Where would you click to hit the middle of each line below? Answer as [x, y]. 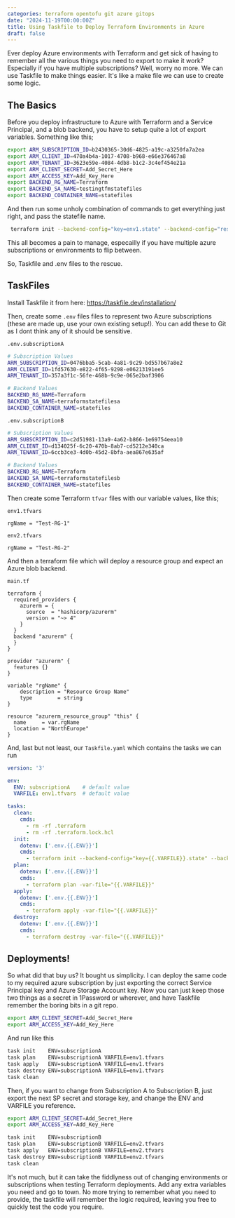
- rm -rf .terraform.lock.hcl [70, 832]
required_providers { [45, 600]
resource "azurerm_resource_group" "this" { [73, 716]
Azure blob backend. [37, 568]
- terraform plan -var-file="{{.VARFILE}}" [90, 885]
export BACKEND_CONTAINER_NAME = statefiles [70, 196]
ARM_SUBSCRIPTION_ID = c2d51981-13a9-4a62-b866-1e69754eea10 [95, 439]
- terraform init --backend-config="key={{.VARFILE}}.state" [117, 859]
